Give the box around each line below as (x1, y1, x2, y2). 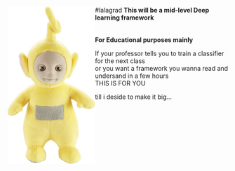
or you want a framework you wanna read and (95, 64, 229, 72)
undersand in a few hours (95, 71, 169, 80)
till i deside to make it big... (95, 93, 173, 101)
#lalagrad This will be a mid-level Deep (95, 6, 210, 14)
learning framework (95, 13, 154, 22)
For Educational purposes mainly (95, 36, 194, 44)
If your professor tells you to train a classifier (95, 49, 224, 57)
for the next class (95, 57, 145, 65)
